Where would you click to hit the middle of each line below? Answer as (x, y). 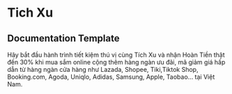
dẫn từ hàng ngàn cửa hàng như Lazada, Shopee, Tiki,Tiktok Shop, (103, 69)
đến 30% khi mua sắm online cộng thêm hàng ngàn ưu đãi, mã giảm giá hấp (116, 62)
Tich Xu (30, 13)
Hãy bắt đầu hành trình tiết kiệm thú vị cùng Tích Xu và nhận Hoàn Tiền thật (116, 55)
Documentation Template (63, 38)
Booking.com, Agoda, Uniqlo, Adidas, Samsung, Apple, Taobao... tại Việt (111, 77)
